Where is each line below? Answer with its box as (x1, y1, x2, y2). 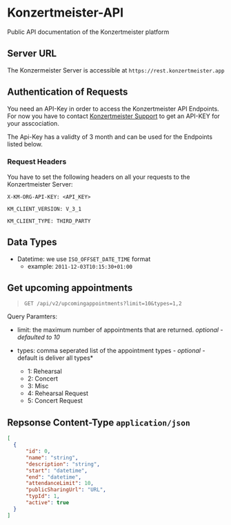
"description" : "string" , (25, 461, 100, 468)
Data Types (7, 236, 57, 248)
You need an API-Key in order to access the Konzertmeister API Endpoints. (7, 104, 219, 113)
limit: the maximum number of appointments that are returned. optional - (17, 326, 223, 334)
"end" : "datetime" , (25, 473, 81, 481)
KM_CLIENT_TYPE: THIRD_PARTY (7, 218, 91, 225)
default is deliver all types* (17, 354, 94, 362)
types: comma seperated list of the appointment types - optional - (17, 347, 205, 355)
